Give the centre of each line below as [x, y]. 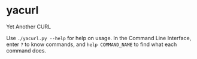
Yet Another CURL [29, 27]
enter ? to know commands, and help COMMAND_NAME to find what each [92, 44]
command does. [26, 50]
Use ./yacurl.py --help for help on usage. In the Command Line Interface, [99, 38]
